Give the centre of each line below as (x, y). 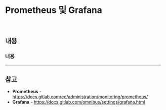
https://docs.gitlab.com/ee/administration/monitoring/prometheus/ (80, 97)
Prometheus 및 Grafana (54, 10)
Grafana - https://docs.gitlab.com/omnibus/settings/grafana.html (79, 102)
